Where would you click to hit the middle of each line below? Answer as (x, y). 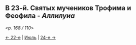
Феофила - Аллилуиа (40, 16)
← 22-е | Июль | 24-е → (30, 37)
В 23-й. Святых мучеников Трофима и (68, 8)
